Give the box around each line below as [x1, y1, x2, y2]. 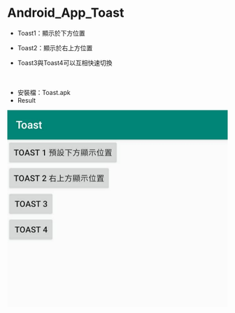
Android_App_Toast [7, 5, 124, 21]
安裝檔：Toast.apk [17, 88, 71, 96]
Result [17, 96, 36, 104]
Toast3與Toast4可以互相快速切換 [17, 58, 113, 67]
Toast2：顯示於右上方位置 [17, 43, 93, 52]
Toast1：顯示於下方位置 [17, 29, 85, 37]
